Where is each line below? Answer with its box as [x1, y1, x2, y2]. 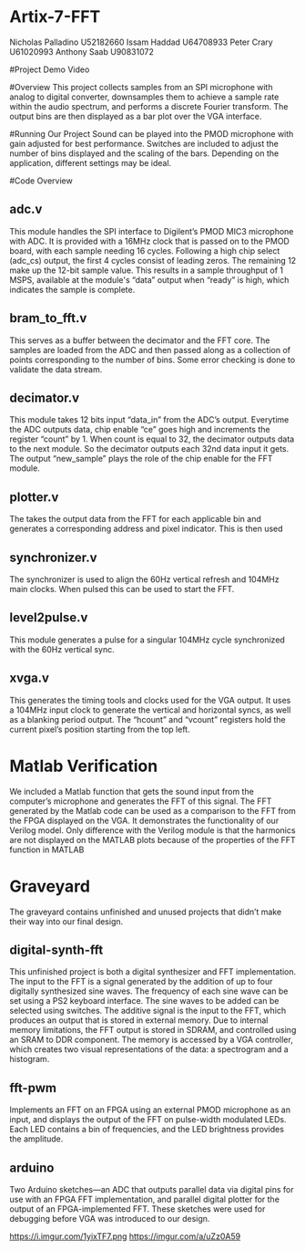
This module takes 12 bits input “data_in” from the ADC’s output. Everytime [9, 414, 290, 425]
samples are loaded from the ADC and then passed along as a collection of [9, 344, 291, 355]
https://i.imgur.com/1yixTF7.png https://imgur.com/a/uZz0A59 [9, 1230, 241, 1242]
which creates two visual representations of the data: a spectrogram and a [9, 1044, 289, 1055]
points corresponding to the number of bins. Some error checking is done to [9, 354, 296, 365]
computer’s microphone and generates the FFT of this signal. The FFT [9, 796, 272, 807]
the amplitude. [9, 1133, 64, 1144]
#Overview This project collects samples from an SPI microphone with [9, 81, 273, 92]
